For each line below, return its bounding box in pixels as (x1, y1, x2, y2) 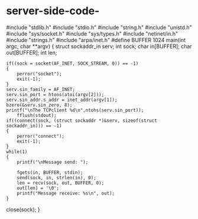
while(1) (6, 148, 28, 155)
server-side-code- (6, 4, 100, 18)
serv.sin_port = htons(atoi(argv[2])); (6, 91, 105, 97)
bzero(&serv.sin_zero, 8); (6, 102, 73, 108)
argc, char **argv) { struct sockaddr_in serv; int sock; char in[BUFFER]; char (6, 43, 192, 50)
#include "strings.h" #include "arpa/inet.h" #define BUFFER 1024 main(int (6, 36, 186, 43)
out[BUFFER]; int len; (6, 49, 57, 56)
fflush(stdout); (17, 112, 57, 118)
